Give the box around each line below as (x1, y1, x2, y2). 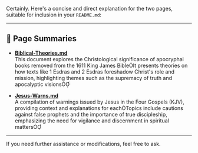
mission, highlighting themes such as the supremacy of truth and (14, 74, 173, 81)
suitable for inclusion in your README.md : (6, 11, 102, 18)
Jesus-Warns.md (14, 92, 59, 99)
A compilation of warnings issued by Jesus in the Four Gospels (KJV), (14, 98, 184, 105)
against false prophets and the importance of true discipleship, (14, 111, 168, 118)
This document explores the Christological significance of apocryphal (14, 55, 184, 62)
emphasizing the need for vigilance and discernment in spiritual (14, 117, 169, 124)
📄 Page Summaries (6, 34, 77, 44)
